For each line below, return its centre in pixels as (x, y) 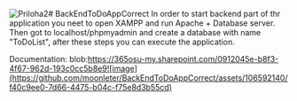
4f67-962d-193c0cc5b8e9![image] (73, 68)
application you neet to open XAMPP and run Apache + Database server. (142, 23)
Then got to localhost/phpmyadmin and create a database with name (135, 32)
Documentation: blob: (49, 59)
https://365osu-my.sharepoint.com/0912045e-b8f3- (183, 59)
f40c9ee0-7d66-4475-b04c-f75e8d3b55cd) (91, 87)
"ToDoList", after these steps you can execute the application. (122, 42)
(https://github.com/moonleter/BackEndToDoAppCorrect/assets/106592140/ (148, 78)
